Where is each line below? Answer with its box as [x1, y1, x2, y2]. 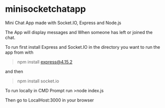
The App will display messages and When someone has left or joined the [5, 29, 153, 35]
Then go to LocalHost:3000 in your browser [5, 97, 95, 103]
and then [5, 68, 23, 74]
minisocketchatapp [5, 3, 86, 15]
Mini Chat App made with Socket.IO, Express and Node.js [5, 20, 122, 26]
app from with [5, 49, 33, 55]
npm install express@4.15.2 [17, 59, 73, 65]
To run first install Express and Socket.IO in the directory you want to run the [5, 44, 160, 50]
